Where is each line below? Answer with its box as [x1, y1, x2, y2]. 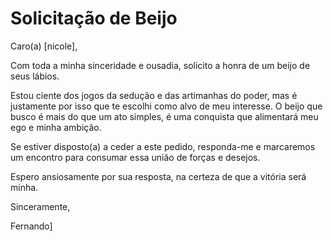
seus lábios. [10, 70, 60, 82]
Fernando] [10, 220, 53, 232]
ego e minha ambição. [10, 121, 102, 133]
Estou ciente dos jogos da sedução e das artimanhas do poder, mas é [10, 89, 298, 101]
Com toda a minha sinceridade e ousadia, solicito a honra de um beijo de [10, 59, 311, 71]
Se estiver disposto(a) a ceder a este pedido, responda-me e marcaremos [10, 140, 316, 152]
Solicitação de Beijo [10, 7, 178, 30]
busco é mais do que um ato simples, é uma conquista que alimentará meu [10, 110, 319, 122]
